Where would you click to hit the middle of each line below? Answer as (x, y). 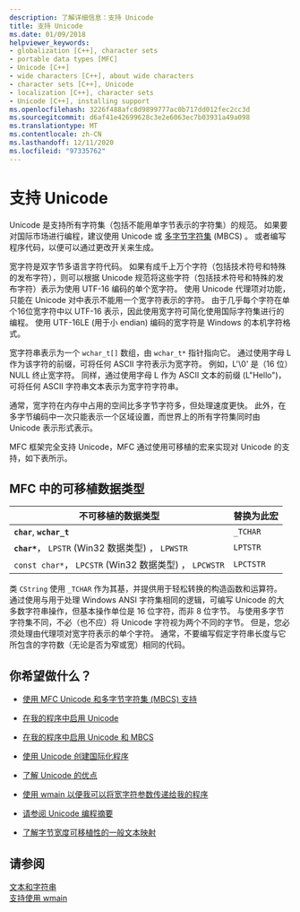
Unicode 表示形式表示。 (54, 428)
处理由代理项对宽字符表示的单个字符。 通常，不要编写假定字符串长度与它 (151, 634)
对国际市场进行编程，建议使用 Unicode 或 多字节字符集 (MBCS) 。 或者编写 (148, 236)
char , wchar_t (42, 532)
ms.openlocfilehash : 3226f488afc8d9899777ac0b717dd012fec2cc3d (130, 109)
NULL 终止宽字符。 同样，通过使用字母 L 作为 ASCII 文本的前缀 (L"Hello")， (148, 375)
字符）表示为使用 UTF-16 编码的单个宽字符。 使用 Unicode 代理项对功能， (154, 289)
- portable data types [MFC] (64, 59)
